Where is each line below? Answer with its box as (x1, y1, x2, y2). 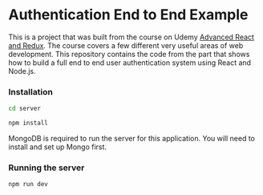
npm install (8, 119, 48, 128)
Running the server (8, 162, 85, 173)
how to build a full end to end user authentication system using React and (8, 58, 251, 67)
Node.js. (8, 66, 36, 75)
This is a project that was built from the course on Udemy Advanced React (8, 32, 255, 42)
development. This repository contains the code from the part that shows (8, 49, 250, 59)
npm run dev (8, 181, 48, 189)
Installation (8, 86, 54, 97)
